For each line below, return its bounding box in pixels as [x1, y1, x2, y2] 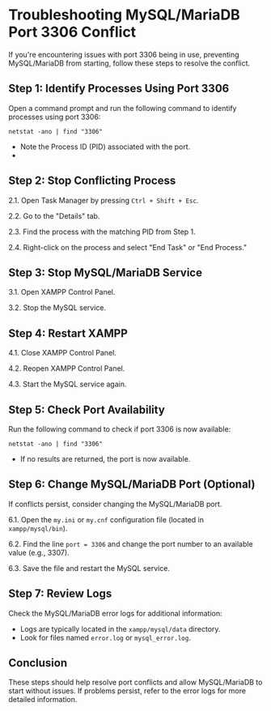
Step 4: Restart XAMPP [8, 326, 128, 340]
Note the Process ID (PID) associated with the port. [19, 142, 191, 151]
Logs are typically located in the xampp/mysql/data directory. [19, 624, 221, 633]
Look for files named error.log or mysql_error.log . [19, 632, 192, 642]
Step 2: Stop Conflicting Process [8, 174, 176, 188]
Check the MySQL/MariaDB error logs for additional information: [8, 608, 222, 618]
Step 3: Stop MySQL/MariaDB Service [8, 266, 202, 279]
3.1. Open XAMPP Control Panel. [8, 287, 116, 297]
